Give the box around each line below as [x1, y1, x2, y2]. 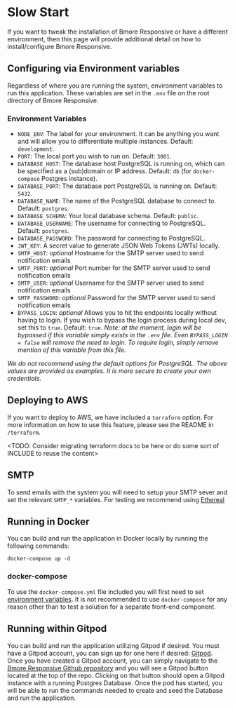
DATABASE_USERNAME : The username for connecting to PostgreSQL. [17, 219, 206, 228]
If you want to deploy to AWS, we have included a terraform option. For [7, 413, 214, 421]
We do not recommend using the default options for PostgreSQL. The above [7, 359, 228, 368]
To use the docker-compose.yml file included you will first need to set [7, 587, 204, 596]
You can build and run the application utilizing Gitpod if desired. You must [7, 641, 220, 649]
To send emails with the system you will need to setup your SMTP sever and [7, 488, 228, 497]
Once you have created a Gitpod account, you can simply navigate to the [7, 656, 218, 665]
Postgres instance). [41, 175, 98, 183]
